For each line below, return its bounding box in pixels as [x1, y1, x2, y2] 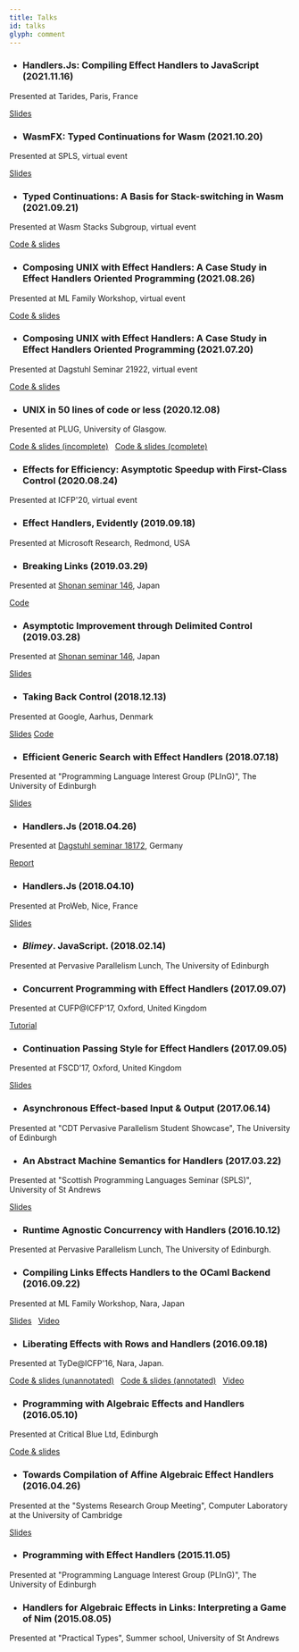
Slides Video [9, 1315, 60, 1326]
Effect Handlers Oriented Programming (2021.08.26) [21, 273, 256, 285]
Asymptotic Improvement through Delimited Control [21, 619, 253, 632]
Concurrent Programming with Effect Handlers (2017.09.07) [21, 982, 287, 994]
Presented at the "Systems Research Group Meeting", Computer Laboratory [9, 1500, 288, 1511]
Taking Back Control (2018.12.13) [21, 691, 167, 703]
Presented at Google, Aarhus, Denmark [9, 711, 154, 722]
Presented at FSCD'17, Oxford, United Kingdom [9, 1062, 182, 1073]
